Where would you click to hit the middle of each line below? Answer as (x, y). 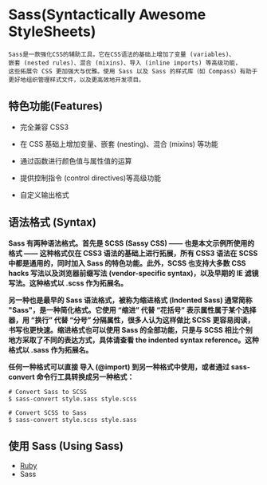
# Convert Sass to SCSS (48, 392)
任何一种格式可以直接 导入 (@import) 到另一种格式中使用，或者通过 (119, 367)
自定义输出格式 (44, 195)
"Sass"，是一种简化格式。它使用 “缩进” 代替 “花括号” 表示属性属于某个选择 (132, 310)
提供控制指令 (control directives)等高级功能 (90, 178)
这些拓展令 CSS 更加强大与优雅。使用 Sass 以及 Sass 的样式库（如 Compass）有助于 (133, 71)
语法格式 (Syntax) (53, 222)
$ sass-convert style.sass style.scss (73, 399)
